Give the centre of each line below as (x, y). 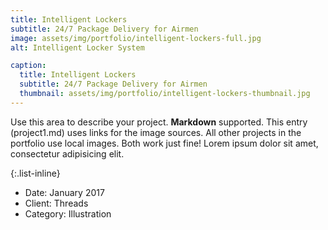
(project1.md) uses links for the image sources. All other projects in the (156, 132)
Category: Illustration (68, 213)
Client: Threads (56, 203)
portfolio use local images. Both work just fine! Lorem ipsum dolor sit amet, (164, 143)
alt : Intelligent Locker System (77, 47)
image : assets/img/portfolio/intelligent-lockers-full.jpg (136, 38)
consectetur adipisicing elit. (67, 153)
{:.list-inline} (35, 173)
